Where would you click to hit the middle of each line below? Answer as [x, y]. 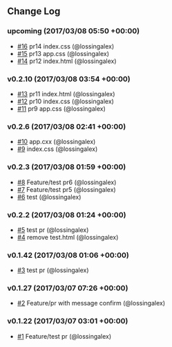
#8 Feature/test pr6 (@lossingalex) [67, 182]
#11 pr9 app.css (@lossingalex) [61, 108]
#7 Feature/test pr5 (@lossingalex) [66, 189]
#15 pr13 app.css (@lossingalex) [63, 53]
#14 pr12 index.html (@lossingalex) [67, 61]
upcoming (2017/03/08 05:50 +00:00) [74, 31]
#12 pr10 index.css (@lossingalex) [65, 101]
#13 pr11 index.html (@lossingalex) [66, 94]
